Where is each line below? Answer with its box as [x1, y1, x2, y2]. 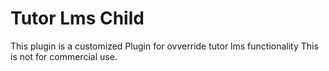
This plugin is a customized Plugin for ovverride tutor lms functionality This [10, 40, 319, 52]
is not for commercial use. [10, 50, 118, 62]
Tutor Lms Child [10, 7, 145, 30]
